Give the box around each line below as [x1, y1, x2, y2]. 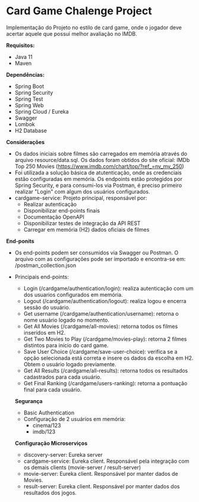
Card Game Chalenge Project [6, 4, 153, 18]
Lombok [14, 120, 36, 127]
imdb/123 [32, 428, 56, 435]
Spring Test [14, 95, 43, 102]
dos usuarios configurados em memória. [23, 291, 123, 298]
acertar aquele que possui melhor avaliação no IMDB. [6, 30, 138, 37]
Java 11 [14, 53, 33, 60]
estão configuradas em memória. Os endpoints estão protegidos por [14, 175, 183, 182]
